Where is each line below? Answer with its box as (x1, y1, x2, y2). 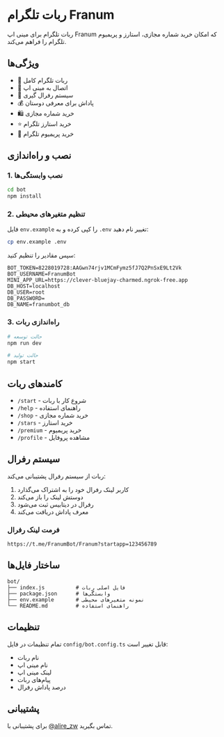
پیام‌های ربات (17, 675, 51, 683)
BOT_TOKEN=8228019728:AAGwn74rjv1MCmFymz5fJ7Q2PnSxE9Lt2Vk (7, 264, 182, 271)
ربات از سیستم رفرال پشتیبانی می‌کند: (7, 472, 106, 480)
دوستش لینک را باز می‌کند (17, 493, 83, 501)
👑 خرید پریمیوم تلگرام (17, 129, 74, 138)
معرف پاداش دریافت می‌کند (17, 507, 89, 516)
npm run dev (7, 340, 42, 347)
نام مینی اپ (17, 660, 49, 669)
